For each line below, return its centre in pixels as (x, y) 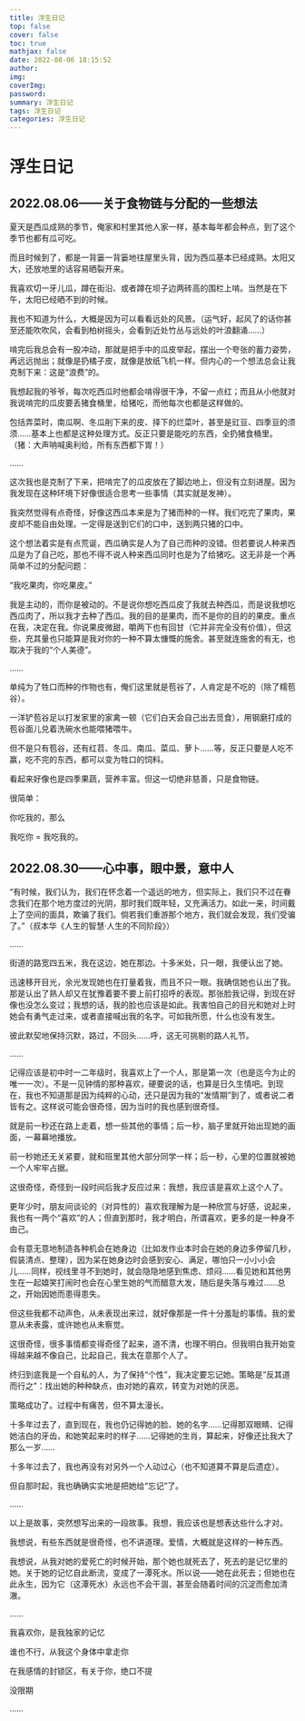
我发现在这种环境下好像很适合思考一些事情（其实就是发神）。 (123, 493)
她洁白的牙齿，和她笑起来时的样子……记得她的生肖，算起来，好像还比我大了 (152, 1436)
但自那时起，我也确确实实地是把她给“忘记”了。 (97, 1486)
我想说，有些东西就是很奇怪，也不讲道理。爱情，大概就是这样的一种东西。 (148, 1542)
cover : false (34, 35)
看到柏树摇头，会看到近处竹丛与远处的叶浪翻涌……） (171, 330)
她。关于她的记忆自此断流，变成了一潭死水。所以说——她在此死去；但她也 (148, 1572)
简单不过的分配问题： (49, 566)
